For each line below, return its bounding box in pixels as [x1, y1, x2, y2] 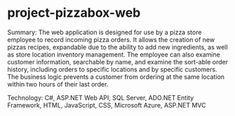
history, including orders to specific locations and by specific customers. [7, 65, 217, 73]
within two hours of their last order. [7, 80, 109, 88]
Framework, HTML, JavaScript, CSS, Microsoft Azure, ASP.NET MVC [7, 101, 206, 109]
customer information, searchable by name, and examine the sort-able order [7, 57, 228, 66]
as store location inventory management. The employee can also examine [7, 50, 221, 59]
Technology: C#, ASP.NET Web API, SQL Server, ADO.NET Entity [7, 93, 194, 102]
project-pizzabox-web [7, 5, 141, 21]
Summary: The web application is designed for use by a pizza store [7, 28, 202, 36]
